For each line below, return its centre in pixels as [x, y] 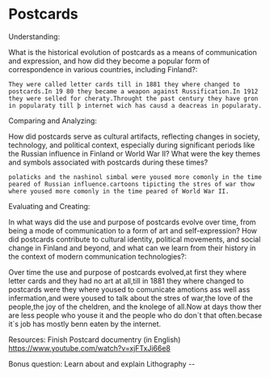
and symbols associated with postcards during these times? [108, 162]
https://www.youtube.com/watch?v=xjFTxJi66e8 [90, 348]
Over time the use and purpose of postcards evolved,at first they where [127, 272]
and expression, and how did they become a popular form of [109, 61]
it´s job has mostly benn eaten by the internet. [85, 323]
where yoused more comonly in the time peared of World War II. [119, 191]
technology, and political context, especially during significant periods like [132, 145]
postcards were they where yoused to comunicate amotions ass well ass [129, 289]
